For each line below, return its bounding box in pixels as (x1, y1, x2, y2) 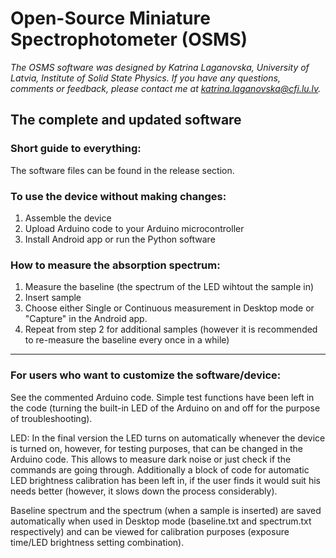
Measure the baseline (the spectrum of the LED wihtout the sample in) (24, 281, 315, 293)
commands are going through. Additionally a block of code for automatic (10, 463, 310, 476)
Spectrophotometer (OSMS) (10, 28, 248, 51)
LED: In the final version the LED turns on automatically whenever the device (10, 432, 326, 444)
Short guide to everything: (10, 142, 142, 156)
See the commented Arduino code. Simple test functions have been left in (10, 391, 315, 403)
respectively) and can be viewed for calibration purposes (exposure (10, 525, 290, 537)
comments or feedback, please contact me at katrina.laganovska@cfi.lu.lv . (10, 82, 322, 94)
